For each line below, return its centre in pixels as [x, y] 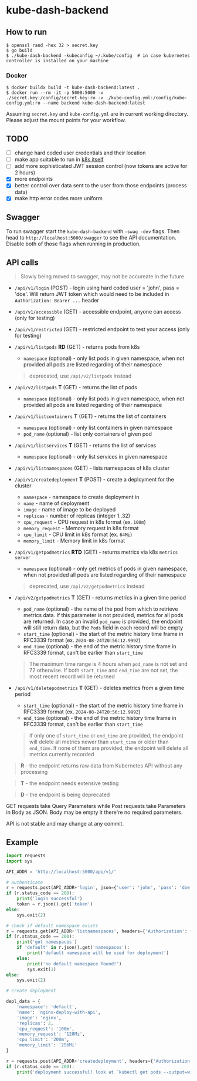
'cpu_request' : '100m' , [46, 1029]
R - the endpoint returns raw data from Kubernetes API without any [101, 766]
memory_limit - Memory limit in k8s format [74, 541]
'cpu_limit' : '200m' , [43, 1040]
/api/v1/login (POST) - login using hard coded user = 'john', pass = [97, 288]
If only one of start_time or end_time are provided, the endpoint [106, 736]
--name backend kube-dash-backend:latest [94, 103]
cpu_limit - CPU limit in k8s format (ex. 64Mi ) [78, 534]
